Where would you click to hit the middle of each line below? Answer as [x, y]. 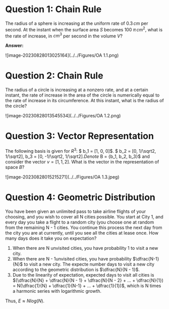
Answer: [14, 46]
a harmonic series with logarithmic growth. [57, 291]
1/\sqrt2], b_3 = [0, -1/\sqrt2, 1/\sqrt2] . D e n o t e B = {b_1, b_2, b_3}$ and [78, 156]
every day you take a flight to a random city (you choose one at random [80, 222]
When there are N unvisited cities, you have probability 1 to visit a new [85, 248]
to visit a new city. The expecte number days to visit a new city [89, 264]
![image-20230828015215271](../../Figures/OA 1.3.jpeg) [62, 177]
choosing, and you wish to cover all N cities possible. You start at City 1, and [84, 216]
